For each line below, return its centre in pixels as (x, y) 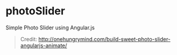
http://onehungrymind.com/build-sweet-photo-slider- (104, 39)
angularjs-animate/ (44, 45)
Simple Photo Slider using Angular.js (50, 27)
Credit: (28, 39)
